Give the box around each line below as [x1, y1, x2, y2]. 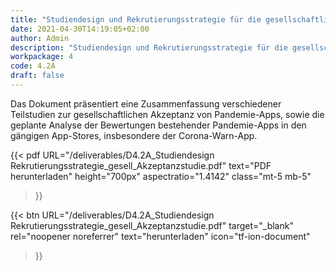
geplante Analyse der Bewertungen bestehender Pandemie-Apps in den [10, 119, 307, 131]
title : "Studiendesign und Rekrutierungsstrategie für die [10, 14, 262, 25]
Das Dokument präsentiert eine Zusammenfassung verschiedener [10, 97, 282, 110]
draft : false [10, 71, 65, 81]
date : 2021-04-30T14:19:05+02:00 [10, 24, 150, 34]
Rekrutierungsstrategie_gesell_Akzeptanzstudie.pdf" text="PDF [10, 159, 272, 171]
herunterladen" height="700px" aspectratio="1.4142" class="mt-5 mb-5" [10, 170, 312, 182]
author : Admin [10, 33, 70, 43]
